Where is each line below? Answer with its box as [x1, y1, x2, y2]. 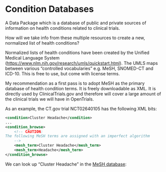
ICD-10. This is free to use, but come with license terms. [5, 70, 120, 76]
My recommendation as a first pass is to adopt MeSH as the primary [5, 80, 145, 86]
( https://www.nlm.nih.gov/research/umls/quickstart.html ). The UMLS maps [5, 60, 158, 66]
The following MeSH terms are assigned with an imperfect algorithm [5, 134, 150, 139]
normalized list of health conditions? [5, 40, 80, 46]
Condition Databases [5, 3, 94, 15]
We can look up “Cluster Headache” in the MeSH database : [5, 161, 127, 167]
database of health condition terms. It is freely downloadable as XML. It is [5, 85, 156, 91]
